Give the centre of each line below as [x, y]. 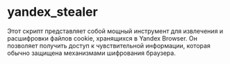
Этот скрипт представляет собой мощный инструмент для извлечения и [115, 31]
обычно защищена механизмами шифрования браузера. [91, 53]
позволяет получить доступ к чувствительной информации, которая [109, 45]
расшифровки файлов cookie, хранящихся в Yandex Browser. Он [102, 38]
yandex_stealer [53, 12]
